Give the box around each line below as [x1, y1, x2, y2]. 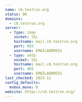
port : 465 [14, 67, 34, 72]
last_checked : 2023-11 [5, 76, 51, 80]
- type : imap [9, 30, 36, 35]
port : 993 [14, 44, 34, 49]
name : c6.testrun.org [5, 7, 49, 12]
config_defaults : [5, 80, 41, 85]
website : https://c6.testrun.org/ [5, 89, 76, 94]
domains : [5, 16, 23, 21]
